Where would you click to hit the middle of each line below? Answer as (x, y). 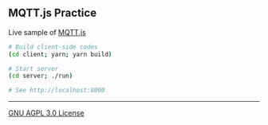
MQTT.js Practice (53, 13)
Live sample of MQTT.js (47, 32)
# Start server (33, 68)
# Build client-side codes (53, 47)
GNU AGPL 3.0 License (46, 113)
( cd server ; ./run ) (41, 76)
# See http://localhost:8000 (57, 91)
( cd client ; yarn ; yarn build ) (60, 54)
